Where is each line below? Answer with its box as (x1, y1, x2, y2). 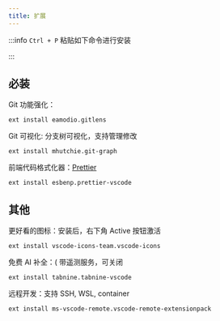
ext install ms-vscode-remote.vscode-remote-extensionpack (8, 305, 212, 313)
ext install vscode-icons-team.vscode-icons (8, 242, 161, 250)
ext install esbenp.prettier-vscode (8, 179, 132, 187)
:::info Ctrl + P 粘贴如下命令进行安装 (8, 35, 132, 45)
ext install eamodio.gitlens (8, 116, 107, 124)
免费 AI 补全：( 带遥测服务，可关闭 (8, 257, 124, 267)
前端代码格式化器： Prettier (8, 163, 97, 173)
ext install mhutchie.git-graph (8, 148, 117, 156)
